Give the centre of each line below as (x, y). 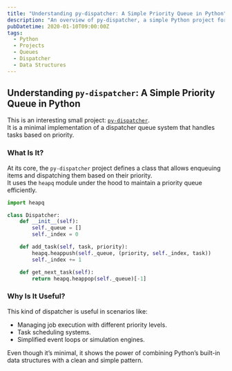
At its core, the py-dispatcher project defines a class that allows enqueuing (114, 168)
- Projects (29, 46)
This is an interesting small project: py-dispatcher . (78, 120)
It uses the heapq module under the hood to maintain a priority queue (105, 182)
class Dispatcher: (33, 215)
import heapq (26, 202)
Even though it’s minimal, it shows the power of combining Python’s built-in (114, 352)
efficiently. (22, 190)
